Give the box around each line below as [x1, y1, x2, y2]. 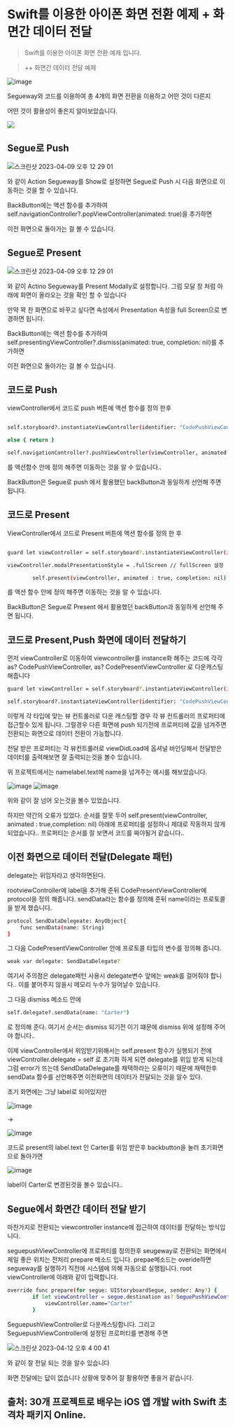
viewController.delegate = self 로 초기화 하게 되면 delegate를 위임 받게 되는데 [7, 1056, 223, 1064]
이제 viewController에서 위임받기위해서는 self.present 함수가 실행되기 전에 [7, 1046, 212, 1055]
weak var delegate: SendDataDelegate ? [7, 958, 120, 965]
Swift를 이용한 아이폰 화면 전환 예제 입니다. [24, 48, 142, 57]
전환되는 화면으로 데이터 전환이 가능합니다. [7, 730, 124, 737]
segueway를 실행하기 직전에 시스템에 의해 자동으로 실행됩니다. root [7, 1264, 192, 1272]
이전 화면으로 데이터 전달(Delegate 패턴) [7, 851, 173, 863]
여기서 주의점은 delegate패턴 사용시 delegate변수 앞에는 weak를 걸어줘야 [7, 971, 209, 980]
